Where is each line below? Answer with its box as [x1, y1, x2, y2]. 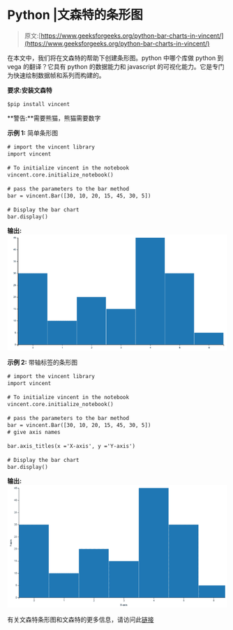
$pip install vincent [7, 100, 70, 107]
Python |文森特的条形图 [7, 7, 143, 23]
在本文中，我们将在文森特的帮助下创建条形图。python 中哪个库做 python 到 [7, 54, 224, 62]
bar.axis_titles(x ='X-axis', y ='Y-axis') [7, 443, 136, 450]
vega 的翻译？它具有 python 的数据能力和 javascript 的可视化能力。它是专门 [7, 62, 225, 70]
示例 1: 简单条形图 [7, 128, 58, 137]
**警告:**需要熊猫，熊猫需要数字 [7, 114, 101, 122]
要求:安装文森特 [7, 86, 52, 94]
